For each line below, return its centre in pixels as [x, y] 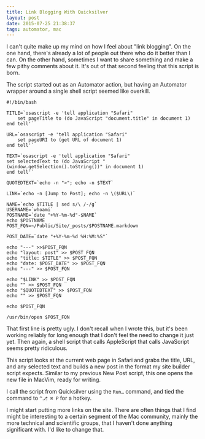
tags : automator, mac [34, 29]
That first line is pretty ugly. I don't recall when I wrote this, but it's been [97, 328]
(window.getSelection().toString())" [55, 167]
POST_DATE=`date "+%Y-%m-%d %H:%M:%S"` [57, 237]
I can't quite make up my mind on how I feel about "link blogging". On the [99, 47]
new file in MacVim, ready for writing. [54, 380]
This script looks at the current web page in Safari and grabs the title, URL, [101, 360]
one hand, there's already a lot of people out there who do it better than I [99, 53]
